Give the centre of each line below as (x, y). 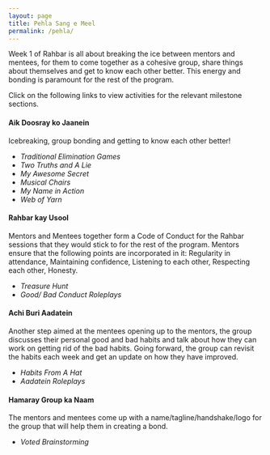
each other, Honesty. (43, 270)
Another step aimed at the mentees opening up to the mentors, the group (130, 331)
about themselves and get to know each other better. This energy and (124, 71)
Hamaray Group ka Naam (51, 400)
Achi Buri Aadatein (40, 313)
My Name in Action (52, 190)
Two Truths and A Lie (55, 165)
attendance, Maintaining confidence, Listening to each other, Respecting (129, 262)
